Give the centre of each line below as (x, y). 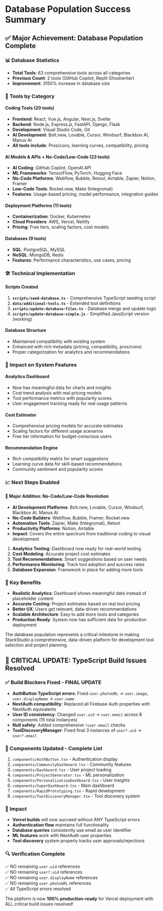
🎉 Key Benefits (23, 583)
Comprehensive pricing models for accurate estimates (68, 426)
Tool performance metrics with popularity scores (62, 398)
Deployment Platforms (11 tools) (39, 205)
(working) (22, 319)
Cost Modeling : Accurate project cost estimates (61, 554)
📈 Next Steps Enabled (32, 482)
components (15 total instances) (45, 719)
